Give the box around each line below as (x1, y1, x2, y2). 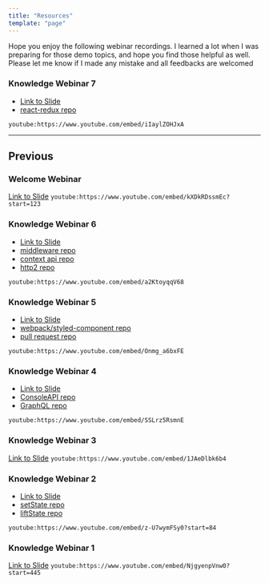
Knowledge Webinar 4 (8, 366, 98, 376)
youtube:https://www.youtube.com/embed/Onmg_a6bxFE (8, 348, 184, 356)
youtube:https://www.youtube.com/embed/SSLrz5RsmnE (8, 416, 184, 424)
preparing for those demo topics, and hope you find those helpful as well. (8, 50, 251, 59)
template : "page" (8, 19, 66, 27)
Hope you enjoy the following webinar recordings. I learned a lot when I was (8, 41, 259, 50)
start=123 (8, 200, 42, 208)
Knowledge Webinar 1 (8, 542, 95, 553)
